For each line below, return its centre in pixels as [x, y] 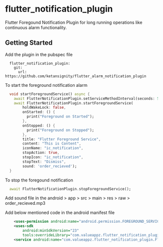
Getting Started [29, 43]
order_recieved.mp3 [25, 203]
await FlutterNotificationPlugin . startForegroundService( [73, 103]
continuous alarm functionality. [36, 27]
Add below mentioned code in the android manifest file [60, 213]
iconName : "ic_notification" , [53, 148]
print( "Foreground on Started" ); [60, 117]
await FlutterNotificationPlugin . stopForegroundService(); [70, 189]
